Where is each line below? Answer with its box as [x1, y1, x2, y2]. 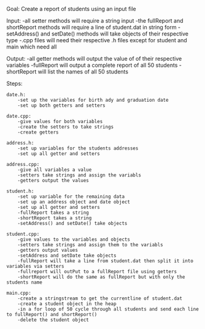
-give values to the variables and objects [17, 236, 131, 243]
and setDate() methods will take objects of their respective [41, 30, 189, 37]
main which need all [6, 43, 57, 50]
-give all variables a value [17, 167, 92, 173]
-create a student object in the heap [17, 301, 117, 307]
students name [6, 279, 43, 286]
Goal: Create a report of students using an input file [6, 6, 136, 12]
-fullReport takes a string [17, 210, 89, 216]
